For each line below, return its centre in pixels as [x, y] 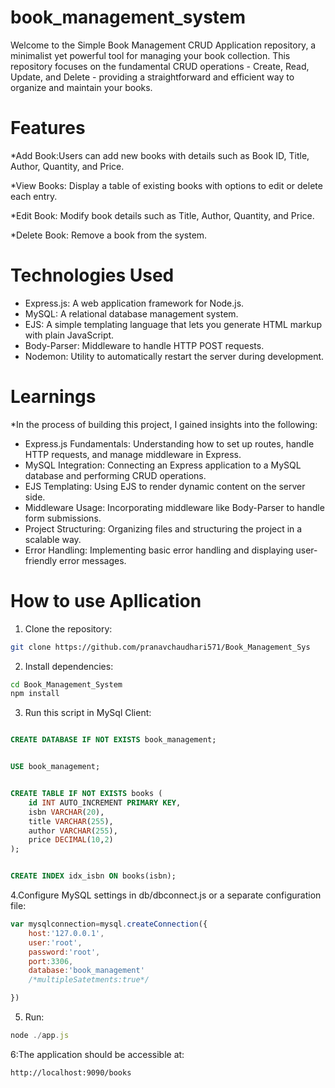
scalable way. [53, 539]
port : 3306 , [51, 961]
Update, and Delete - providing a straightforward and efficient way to [152, 77]
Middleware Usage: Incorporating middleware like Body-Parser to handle [174, 507]
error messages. [93, 560]
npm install [35, 694]
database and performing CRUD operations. [115, 475]
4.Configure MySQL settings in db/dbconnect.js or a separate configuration [166, 895]
